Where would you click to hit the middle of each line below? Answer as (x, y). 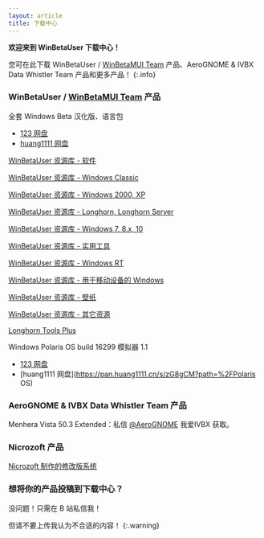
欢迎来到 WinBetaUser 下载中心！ (64, 47)
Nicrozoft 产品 (36, 447)
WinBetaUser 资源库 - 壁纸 (52, 297)
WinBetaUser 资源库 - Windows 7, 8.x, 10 (76, 228)
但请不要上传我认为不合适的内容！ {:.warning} (84, 525)
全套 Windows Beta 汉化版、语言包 (66, 116)
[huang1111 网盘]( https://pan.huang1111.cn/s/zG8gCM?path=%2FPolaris (138, 374)
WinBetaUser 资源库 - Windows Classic (73, 177)
